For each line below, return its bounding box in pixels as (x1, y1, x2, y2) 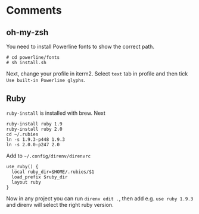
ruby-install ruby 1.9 (6, 121, 63, 127)
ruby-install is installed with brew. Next (6, 109, 106, 117)
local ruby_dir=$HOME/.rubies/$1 (11, 169, 95, 175)
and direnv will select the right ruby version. (6, 201, 114, 208)
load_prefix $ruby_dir (11, 174, 68, 180)
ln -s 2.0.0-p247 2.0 (6, 141, 60, 147)
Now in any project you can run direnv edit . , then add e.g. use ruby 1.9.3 (6, 194, 194, 202)
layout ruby (11, 179, 42, 185)
